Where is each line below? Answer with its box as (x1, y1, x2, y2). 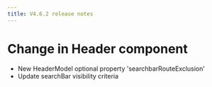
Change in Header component (7, 40, 188, 57)
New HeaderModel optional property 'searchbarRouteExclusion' (17, 64, 206, 73)
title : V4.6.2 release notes (7, 10, 94, 18)
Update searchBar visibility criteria (17, 71, 119, 80)
